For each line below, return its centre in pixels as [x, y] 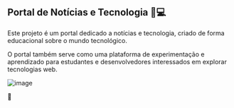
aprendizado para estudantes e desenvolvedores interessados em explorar [117, 61]
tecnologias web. [33, 69]
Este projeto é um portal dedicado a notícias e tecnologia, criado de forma [116, 33]
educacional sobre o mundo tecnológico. [68, 40]
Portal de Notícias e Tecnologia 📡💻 [87, 12]
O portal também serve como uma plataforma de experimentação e [106, 54]
